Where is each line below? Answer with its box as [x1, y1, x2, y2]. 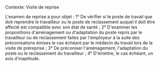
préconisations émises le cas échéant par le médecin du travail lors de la [5, 40, 153, 46]
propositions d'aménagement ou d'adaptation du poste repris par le [5, 30, 143, 35]
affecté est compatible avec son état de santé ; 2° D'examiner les [5, 24, 138, 30]
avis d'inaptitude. [5, 56, 40, 61]
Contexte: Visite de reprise [5, 4, 59, 10]
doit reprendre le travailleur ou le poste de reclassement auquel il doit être [5, 19, 155, 25]
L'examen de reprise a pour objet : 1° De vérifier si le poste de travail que [5, 14, 153, 19]
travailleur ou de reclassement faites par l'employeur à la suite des [5, 34, 140, 40]
